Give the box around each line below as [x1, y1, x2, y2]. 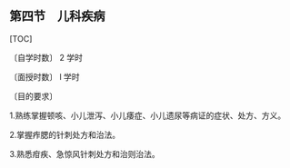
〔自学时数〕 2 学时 [9, 52, 84, 63]
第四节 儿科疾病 [9, 8, 105, 25]
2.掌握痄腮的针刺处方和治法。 [9, 129, 121, 140]
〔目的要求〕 [9, 90, 57, 102]
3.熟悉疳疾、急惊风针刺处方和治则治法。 [9, 148, 161, 159]
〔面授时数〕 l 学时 [9, 71, 80, 82]
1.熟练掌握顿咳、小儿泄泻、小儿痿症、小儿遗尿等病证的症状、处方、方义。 [9, 110, 286, 121]
